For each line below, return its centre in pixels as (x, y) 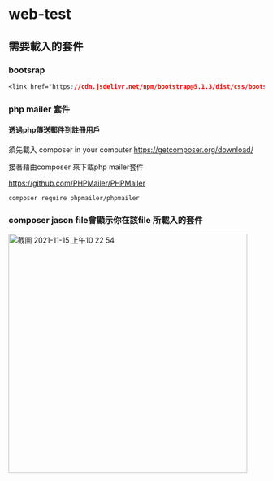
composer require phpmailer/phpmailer (74, 198)
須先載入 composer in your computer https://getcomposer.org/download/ (131, 149)
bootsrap (27, 70)
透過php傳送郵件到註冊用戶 (54, 130)
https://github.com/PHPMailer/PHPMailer (77, 183)
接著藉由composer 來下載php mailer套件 (76, 167)
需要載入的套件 (46, 46)
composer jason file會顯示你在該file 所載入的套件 (106, 220)
